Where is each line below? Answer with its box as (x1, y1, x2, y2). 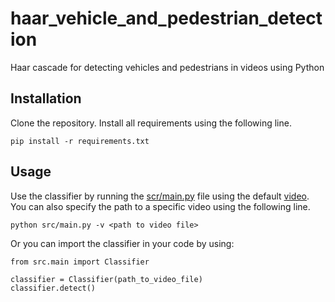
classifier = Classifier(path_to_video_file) (10, 274, 203, 284)
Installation (10, 90, 82, 107)
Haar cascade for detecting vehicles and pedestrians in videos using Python (10, 61, 325, 73)
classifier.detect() (10, 283, 97, 293)
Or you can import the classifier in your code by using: (10, 237, 235, 249)
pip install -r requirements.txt (10, 136, 150, 146)
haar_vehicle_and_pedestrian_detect (10, 7, 323, 30)
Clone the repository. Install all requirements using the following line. (10, 117, 292, 129)
